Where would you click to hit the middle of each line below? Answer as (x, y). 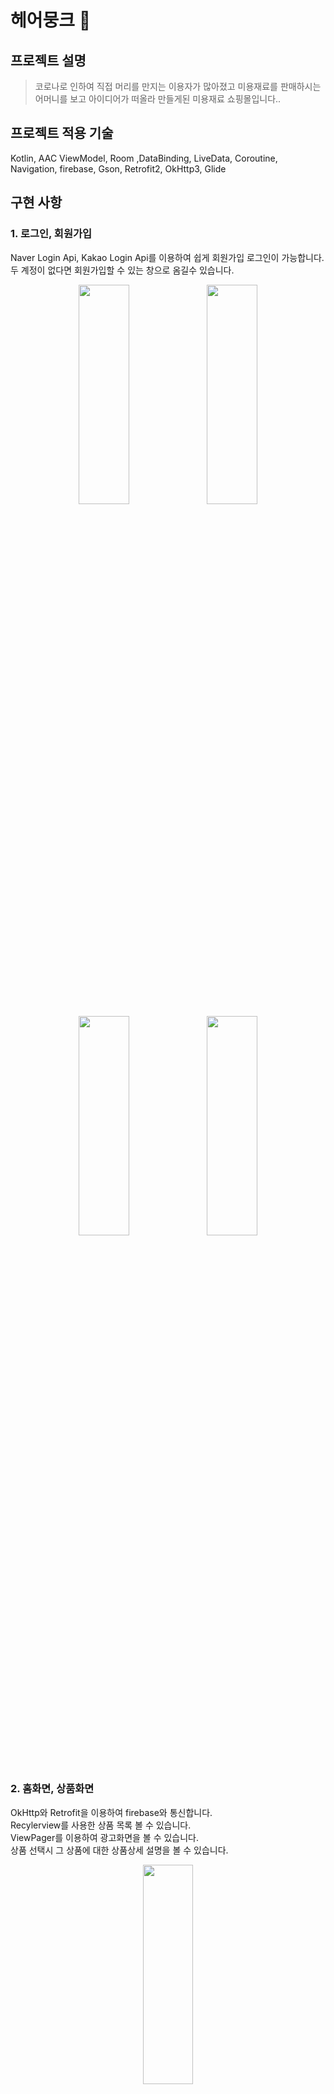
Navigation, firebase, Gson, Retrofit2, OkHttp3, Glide (118, 168)
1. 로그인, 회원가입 (51, 234)
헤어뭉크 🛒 (51, 20)
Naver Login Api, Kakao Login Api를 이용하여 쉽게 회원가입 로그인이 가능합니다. (167, 257)
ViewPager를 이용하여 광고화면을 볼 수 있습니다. (105, 1837)
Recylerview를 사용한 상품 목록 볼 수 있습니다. (101, 1825)
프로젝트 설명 (48, 60)
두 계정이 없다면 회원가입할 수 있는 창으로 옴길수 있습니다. (122, 270)
